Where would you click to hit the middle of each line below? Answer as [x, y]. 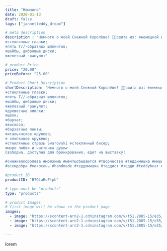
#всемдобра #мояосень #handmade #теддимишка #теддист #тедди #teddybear [82, 166]
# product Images [23, 202]
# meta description [25, 33]
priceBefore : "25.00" [28, 74]
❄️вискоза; [15, 125]
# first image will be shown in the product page [58, 207]
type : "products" [23, 193]
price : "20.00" [21, 69]
